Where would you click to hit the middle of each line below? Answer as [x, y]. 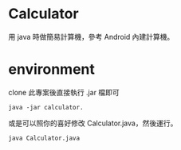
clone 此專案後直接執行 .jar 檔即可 [64, 92]
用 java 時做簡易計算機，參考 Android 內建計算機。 [91, 37]
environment [52, 69]
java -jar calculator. [46, 107]
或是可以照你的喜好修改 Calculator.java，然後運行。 [93, 123]
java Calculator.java [44, 138]
